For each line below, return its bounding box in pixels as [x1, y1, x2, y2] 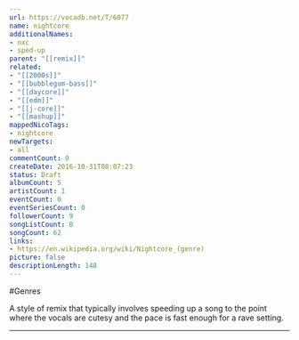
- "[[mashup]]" [9, 112, 66, 121]
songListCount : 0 [9, 220, 74, 229]
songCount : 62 [9, 228, 62, 237]
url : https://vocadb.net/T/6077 [9, 12, 129, 22]
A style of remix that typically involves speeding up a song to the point [9, 303, 267, 313]
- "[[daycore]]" [9, 87, 69, 96]
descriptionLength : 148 [9, 262, 98, 271]
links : [9, 237, 34, 246]
